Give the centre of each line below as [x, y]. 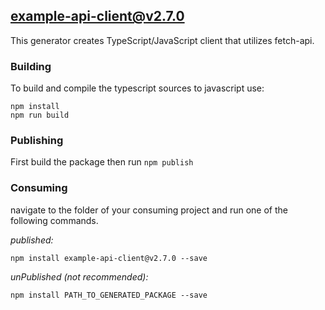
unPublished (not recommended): [79, 276]
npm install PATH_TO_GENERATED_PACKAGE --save [109, 295]
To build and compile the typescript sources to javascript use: [137, 88]
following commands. [54, 220]
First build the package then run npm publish [102, 162]
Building [31, 66]
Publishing [37, 141]
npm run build [40, 115]
